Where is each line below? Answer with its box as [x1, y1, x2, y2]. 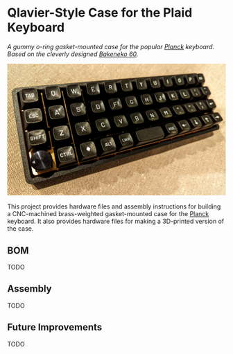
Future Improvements [7, 321, 103, 333]
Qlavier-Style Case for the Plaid [7, 5, 193, 21]
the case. [7, 224, 34, 233]
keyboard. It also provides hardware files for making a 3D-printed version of [7, 217, 225, 226]
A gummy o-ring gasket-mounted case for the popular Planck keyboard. [7, 42, 215, 51]
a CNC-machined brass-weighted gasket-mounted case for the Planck [7, 210, 209, 218]
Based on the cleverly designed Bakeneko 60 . [7, 50, 139, 58]
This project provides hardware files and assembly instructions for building [7, 202, 221, 211]
